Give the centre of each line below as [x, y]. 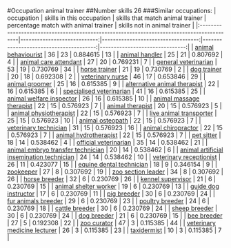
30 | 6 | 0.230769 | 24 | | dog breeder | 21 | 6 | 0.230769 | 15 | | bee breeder [115, 216]
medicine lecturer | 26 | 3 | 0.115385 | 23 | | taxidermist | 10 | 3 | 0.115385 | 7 [114, 230]
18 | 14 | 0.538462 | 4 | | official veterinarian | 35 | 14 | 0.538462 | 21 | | [108, 142]
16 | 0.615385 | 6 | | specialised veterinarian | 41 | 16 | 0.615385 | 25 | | [106, 91]
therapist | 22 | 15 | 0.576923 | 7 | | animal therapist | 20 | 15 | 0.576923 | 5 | [114, 106]
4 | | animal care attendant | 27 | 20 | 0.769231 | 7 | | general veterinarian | [112, 62]
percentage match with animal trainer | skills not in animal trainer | [101, 25]
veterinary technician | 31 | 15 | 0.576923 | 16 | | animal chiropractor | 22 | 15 [115, 128]
